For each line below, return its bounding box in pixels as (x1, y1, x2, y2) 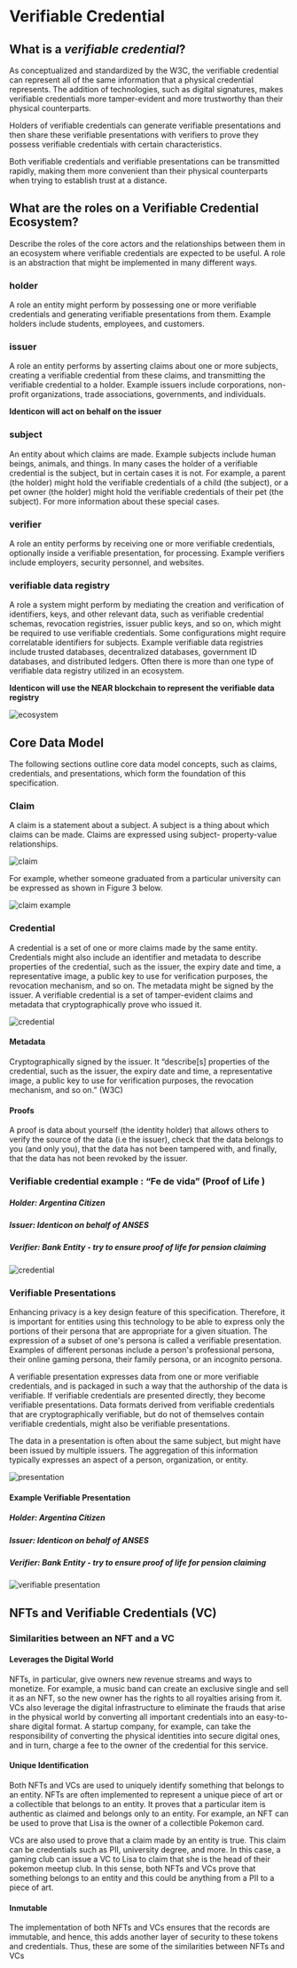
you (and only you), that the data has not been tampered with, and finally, (9, 1143, 277, 1154)
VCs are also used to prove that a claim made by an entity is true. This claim (9, 1835, 286, 1845)
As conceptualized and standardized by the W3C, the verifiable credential (9, 65, 279, 76)
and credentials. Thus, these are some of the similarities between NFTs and (9, 1941, 285, 1952)
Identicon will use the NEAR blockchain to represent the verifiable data (9, 682, 275, 694)
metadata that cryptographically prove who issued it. (9, 999, 202, 1009)
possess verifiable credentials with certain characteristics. (9, 139, 223, 149)
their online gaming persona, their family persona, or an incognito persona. (9, 1354, 283, 1365)
